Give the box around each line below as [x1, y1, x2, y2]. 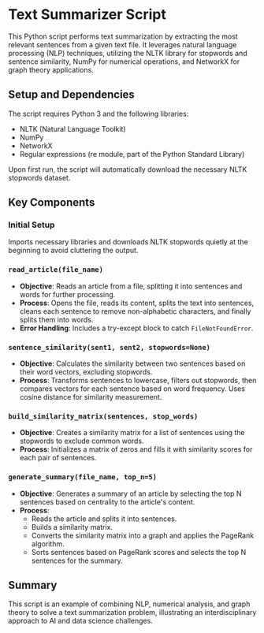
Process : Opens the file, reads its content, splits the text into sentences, [19, 298, 255, 307]
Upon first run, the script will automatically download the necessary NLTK [8, 164, 247, 174]
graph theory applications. [8, 65, 95, 74]
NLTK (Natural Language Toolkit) [19, 124, 126, 133]
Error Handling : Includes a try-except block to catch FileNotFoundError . [19, 323, 254, 333]
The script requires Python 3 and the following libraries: [8, 109, 189, 118]
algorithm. [31, 538, 65, 549]
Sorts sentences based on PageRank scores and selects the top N [31, 547, 247, 557]
